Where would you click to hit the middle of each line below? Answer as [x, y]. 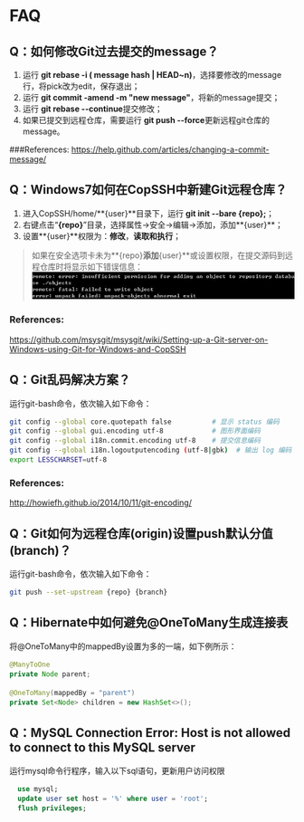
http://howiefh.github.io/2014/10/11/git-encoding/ [101, 502]
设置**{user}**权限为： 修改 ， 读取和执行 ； [101, 235]
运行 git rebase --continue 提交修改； [92, 109]
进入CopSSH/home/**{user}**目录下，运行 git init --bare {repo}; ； [148, 213]
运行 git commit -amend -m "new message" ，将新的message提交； [151, 97]
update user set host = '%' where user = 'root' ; [113, 798]
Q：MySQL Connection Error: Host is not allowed [150, 733]
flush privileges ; [52, 808]
